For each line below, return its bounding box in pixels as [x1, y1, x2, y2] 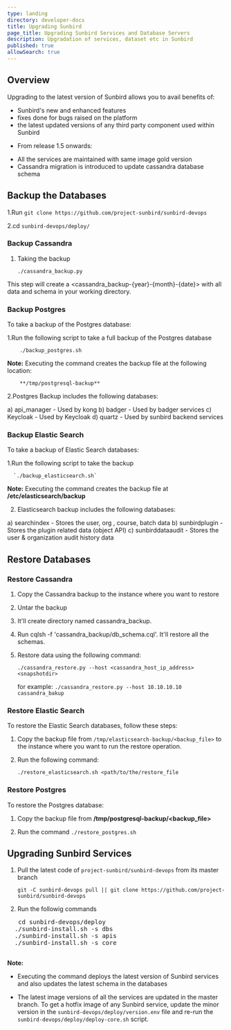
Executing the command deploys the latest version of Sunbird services [17, 973, 219, 981]
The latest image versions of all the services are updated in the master [17, 993, 219, 1002]
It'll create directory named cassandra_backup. [17, 617, 152, 625]
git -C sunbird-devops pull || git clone [17, 887, 138, 894]
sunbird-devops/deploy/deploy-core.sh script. [17, 1015, 149, 1024]
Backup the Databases [7, 190, 107, 201]
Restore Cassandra [7, 574, 73, 584]
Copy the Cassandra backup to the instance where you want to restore [17, 590, 219, 598]
